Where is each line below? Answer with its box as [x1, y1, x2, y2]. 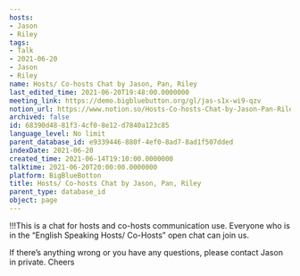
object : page [9, 196, 58, 205]
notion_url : [9, 105, 54, 113]
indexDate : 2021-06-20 [9, 146, 94, 155]
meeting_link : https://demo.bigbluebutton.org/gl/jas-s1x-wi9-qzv [9, 96, 262, 105]
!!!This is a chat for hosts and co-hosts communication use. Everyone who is [9, 220, 290, 230]
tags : [9, 38, 29, 47]
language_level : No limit [9, 130, 105, 138]
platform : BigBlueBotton [9, 171, 102, 180]
